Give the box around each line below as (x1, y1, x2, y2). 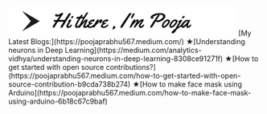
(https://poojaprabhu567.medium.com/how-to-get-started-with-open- (8, 71, 241, 81)
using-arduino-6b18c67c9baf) (8, 96, 109, 106)
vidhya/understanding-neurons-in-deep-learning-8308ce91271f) (8, 54, 224, 63)
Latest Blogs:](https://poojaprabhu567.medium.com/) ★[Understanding (8, 37, 245, 47)
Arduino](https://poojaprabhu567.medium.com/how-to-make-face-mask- (8, 88, 252, 98)
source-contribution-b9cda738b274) (8, 79, 131, 89)
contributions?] (105, 63, 157, 72)
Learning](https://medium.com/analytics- (64, 46, 203, 55)
